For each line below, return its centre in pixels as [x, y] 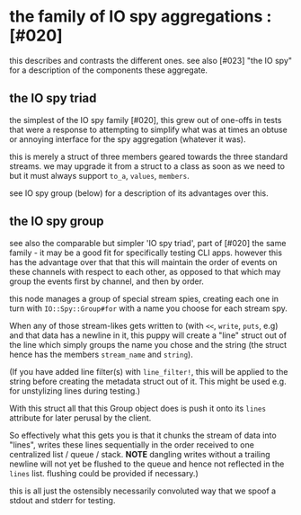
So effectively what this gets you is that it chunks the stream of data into [143, 435]
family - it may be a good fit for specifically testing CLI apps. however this [146, 253]
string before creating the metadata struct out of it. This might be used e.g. [148, 381]
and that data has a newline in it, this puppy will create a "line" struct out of [148, 335]
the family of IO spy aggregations [136, 17]
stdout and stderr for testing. [62, 500]
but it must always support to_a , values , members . [100, 175]
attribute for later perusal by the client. [80, 417]
